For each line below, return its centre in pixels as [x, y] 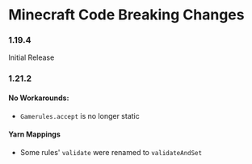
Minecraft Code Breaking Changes [126, 15]
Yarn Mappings [34, 134]
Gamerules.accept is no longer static [80, 116]
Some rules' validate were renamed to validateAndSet [111, 152]
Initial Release [31, 57]
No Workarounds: [39, 98]
